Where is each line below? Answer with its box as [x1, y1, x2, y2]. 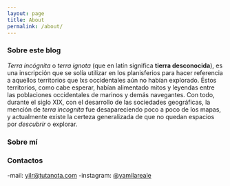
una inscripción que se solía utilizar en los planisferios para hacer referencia [7, 68, 224, 76]
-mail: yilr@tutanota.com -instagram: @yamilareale [7, 171, 151, 179]
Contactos [7, 156, 43, 165]
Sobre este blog [7, 45, 61, 55]
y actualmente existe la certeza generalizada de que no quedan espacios [7, 112, 215, 121]
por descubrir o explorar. [7, 120, 78, 128]
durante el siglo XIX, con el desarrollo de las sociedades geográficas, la [7, 98, 211, 106]
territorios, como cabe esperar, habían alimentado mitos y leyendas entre [7, 83, 215, 92]
